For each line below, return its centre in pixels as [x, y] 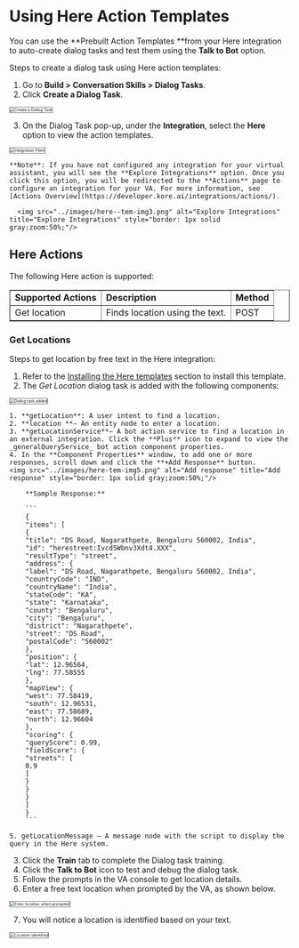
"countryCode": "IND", [67, 580]
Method [252, 297]
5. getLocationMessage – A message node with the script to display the [147, 836]
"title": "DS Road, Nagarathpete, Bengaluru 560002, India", [141, 541]
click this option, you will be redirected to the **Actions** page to [145, 181]
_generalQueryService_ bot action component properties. [117, 447]
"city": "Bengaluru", [65, 619]
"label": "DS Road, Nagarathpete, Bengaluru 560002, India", [141, 572]
